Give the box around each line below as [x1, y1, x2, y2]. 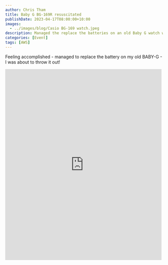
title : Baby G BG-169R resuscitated [5, 12, 81, 17]
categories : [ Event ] [5, 36, 48, 41]
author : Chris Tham [5, 7, 46, 13]
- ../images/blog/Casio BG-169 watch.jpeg [9, 26, 99, 31]
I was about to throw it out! [5, 59, 60, 65]
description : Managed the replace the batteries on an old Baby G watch [5, 31, 160, 36]
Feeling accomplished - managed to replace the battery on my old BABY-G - [5, 54, 162, 60]
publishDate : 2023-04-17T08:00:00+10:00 [5, 17, 91, 22]
